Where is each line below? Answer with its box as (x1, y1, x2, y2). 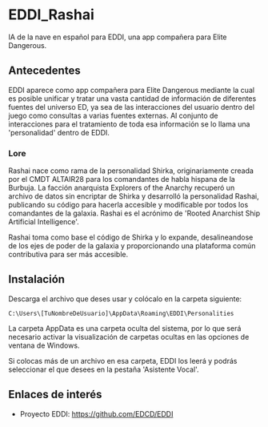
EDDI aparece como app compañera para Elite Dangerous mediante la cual (8, 85, 254, 95)
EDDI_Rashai (8, 6, 94, 24)
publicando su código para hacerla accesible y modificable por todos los (8, 200, 249, 210)
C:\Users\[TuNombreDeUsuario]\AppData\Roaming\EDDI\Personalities (8, 309, 234, 317)
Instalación (8, 272, 66, 286)
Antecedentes (8, 64, 82, 78)
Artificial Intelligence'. (8, 217, 80, 227)
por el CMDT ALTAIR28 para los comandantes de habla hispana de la (8, 175, 236, 184)
